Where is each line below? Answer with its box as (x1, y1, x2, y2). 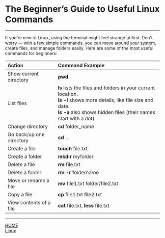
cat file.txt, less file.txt (58, 202, 110, 209)
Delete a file (7, 161, 35, 168)
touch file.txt (58, 145, 88, 152)
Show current (7, 70, 39, 77)
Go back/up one (7, 131, 45, 138)
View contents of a (7, 199, 51, 206)
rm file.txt (58, 161, 81, 168)
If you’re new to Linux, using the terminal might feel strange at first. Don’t (5, 34, 153, 40)
